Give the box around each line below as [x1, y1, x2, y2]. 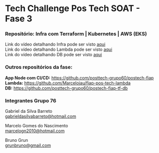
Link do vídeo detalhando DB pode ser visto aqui [5, 52, 102, 58]
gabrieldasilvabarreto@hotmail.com [5, 113, 77, 119]
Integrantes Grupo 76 [5, 97, 57, 104]
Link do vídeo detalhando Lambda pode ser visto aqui [5, 46, 112, 52]
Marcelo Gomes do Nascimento [5, 123, 68, 129]
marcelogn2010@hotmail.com [5, 128, 65, 134]
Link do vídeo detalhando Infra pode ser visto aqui [5, 42, 106, 47]
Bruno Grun [5, 138, 28, 143]
